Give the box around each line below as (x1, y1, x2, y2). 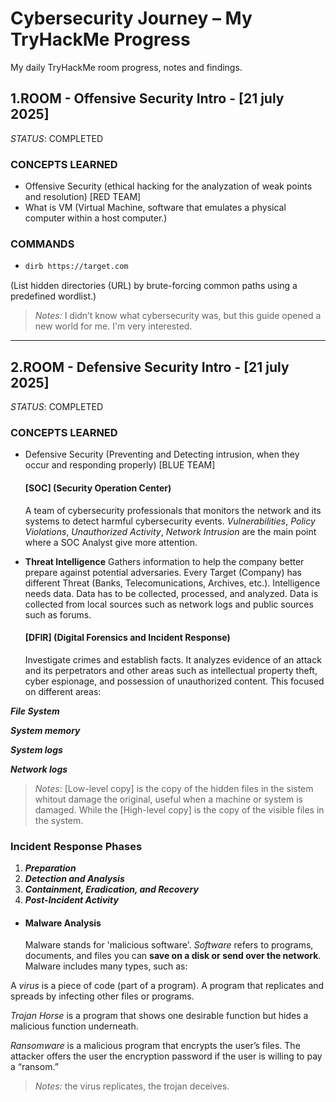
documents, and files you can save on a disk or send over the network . (24, 950, 322, 962)
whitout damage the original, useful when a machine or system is (34, 793, 303, 805)
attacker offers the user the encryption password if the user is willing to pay (10, 1050, 323, 1062)
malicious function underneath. (10, 1020, 139, 1032)
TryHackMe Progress (10, 28, 191, 51)
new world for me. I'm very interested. (34, 320, 193, 332)
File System (10, 705, 60, 717)
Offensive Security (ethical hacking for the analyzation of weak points (24, 180, 313, 192)
